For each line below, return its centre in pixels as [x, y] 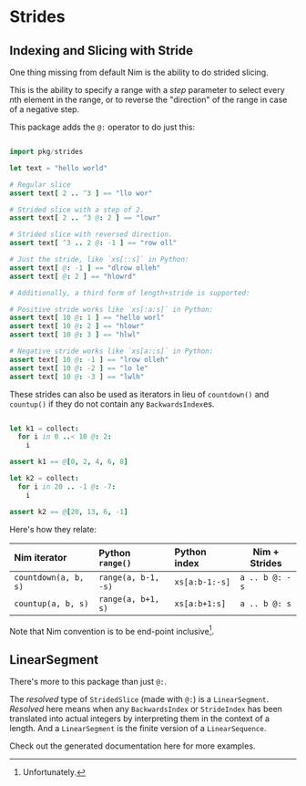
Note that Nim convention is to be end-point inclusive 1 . [112, 630]
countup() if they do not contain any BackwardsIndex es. [112, 404]
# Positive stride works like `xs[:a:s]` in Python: [112, 309]
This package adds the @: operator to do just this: [102, 127]
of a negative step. [45, 109]
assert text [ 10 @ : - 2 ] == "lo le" [79, 368]
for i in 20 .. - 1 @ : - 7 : [67, 486]
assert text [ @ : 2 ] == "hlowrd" [73, 276]
